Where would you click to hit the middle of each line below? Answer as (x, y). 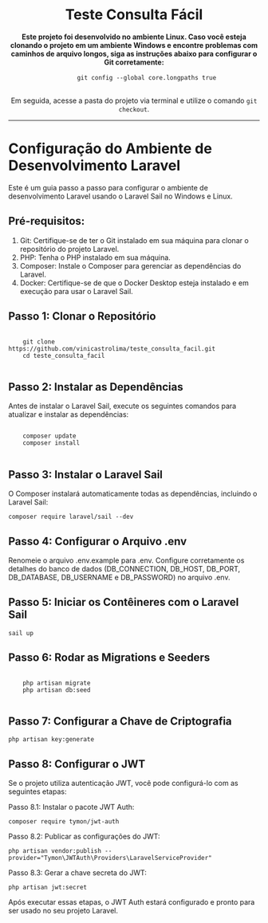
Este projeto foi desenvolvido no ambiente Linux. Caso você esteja (134, 37)
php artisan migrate (57, 683)
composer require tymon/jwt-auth (64, 822)
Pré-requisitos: (47, 221)
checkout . (134, 108)
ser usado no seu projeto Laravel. (63, 911)
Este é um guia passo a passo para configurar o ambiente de (108, 187)
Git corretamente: (134, 62)
